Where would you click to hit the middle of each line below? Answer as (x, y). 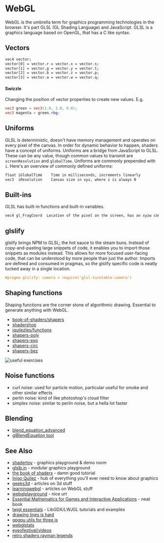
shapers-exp (25, 340)
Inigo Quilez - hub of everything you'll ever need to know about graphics (85, 478)
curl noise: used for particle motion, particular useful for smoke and (80, 387)
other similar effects (32, 393)
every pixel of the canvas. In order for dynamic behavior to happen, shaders (82, 145)
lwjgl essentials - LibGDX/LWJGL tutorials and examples (69, 510)
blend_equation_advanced (39, 430)
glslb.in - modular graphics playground (51, 468)
